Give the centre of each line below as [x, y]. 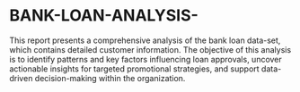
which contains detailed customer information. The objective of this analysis [150, 49]
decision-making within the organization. [110, 78]
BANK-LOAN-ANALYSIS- [104, 16]
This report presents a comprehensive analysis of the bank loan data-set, [145, 40]
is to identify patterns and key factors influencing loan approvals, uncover [146, 59]
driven [21, 78]
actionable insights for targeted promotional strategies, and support [134, 69]
